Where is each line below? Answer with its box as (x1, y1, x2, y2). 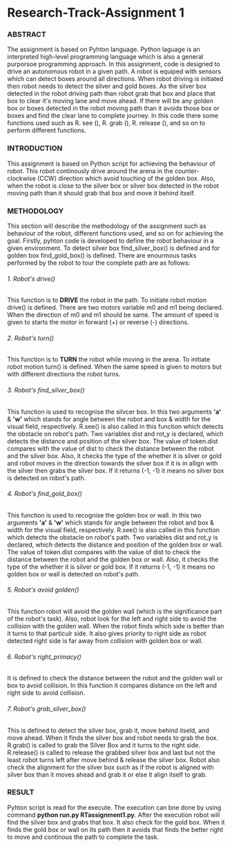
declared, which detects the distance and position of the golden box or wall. (7, 540, 224, 549)
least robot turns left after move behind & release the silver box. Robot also (7, 755, 220, 763)
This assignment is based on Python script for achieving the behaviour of (7, 159, 216, 168)
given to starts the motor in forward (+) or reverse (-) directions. (7, 318, 189, 326)
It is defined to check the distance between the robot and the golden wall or (7, 674, 223, 682)
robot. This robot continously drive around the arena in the (7, 166, 174, 175)
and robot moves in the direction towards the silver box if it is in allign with (7, 459, 218, 467)
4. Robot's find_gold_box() (7, 490, 83, 498)
